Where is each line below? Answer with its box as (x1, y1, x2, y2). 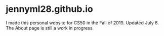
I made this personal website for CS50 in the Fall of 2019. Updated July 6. (6, 20, 159, 26)
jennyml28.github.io (6, 3, 93, 15)
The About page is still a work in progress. (6, 25, 94, 31)
